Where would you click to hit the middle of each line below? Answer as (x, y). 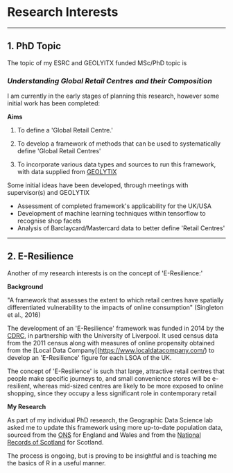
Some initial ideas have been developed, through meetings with (98, 185)
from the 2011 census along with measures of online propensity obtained (111, 343)
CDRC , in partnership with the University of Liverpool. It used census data (113, 335)
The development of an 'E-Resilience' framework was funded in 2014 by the (116, 328)
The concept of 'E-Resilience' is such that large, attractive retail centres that (116, 371)
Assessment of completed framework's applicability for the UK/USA (114, 206)
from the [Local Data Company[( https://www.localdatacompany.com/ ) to (111, 350)
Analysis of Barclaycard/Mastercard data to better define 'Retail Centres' (121, 228)
